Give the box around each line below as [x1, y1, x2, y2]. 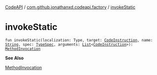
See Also [5, 55, 24, 61]
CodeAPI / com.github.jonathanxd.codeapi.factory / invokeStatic [5, 4, 135, 10]
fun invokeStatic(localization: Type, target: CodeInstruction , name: [5, 37, 153, 42]
